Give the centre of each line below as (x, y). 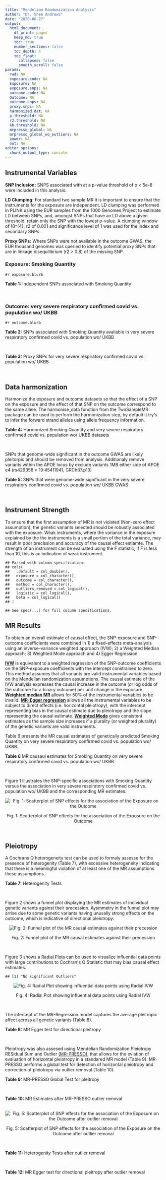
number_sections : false (39, 47)
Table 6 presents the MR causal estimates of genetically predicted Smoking (82, 736)
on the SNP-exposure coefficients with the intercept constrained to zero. (79, 668)
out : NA (18, 144)
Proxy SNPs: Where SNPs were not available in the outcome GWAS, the (79, 241)
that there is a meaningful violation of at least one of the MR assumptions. (81, 868)
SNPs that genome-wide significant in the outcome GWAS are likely (74, 454)
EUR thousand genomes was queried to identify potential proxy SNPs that (81, 246)
